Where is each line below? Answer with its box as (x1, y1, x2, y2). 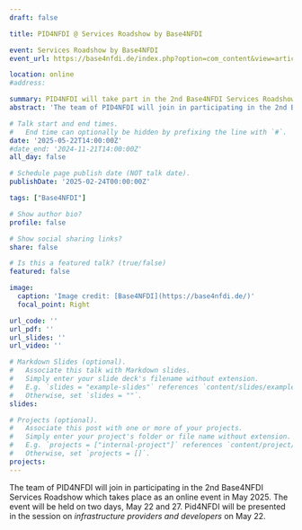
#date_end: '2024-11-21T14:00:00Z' (9, 145, 143, 154)
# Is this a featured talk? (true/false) (9, 259, 167, 268)
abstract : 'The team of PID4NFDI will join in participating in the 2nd (9, 103, 288, 112)
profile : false (9, 217, 67, 227)
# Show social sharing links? (9, 234, 123, 243)
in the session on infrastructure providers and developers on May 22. (9, 510, 267, 521)
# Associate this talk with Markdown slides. (9, 366, 191, 375)
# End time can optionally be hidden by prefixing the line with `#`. (9, 128, 288, 137)
